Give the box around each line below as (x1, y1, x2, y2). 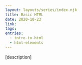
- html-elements (9, 40, 43, 45)
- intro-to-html (9, 36, 43, 41)
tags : (5, 26, 16, 31)
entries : (5, 31, 23, 36)
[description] (5, 54, 32, 60)
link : (5, 21, 16, 27)
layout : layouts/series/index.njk (5, 7, 77, 13)
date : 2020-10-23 (5, 17, 41, 22)
